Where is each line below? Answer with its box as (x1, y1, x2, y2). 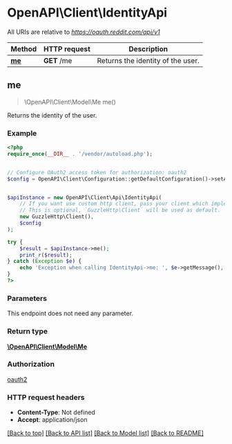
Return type (7, 326, 48, 336)
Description (128, 44, 168, 53)
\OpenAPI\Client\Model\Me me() (23, 98, 116, 106)
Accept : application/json (17, 416, 88, 424)
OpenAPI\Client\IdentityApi (7, 5, 168, 21)
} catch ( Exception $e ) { (7, 258, 81, 265)
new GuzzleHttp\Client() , (19, 213, 95, 221)
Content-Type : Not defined (17, 408, 95, 416)
